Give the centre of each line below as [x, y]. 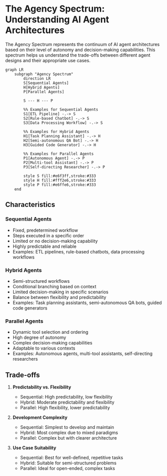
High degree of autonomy [39, 337]
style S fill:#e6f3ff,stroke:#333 [60, 176]
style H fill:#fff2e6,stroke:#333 [60, 180]
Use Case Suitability [34, 448]
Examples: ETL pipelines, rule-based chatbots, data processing [78, 251]
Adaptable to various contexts [44, 348]
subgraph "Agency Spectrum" [44, 74]
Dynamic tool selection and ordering [50, 332]
